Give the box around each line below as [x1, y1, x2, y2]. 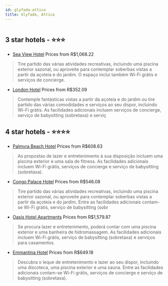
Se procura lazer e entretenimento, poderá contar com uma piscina [17, 224, 156, 230]
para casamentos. [17, 240, 55, 246]
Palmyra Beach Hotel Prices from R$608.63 [12, 143, 103, 149]
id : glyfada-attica [5, 7, 46, 13]
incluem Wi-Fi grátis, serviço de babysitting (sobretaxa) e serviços [17, 234, 155, 240]
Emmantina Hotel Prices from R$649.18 [12, 249, 94, 255]
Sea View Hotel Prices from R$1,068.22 [12, 51, 94, 58]
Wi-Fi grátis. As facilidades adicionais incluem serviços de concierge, [17, 107, 161, 113]
